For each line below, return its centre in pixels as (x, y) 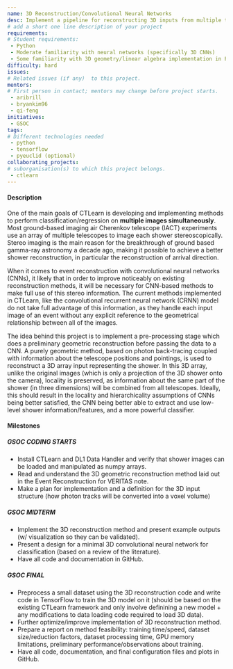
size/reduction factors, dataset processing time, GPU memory (105, 637)
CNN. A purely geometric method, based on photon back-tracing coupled (112, 350)
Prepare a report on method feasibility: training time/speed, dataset (113, 629)
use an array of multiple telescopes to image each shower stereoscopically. (115, 235)
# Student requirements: (43, 40)
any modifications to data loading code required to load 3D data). (110, 615)
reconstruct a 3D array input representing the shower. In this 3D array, (107, 365)
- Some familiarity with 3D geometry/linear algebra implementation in (116, 59)
